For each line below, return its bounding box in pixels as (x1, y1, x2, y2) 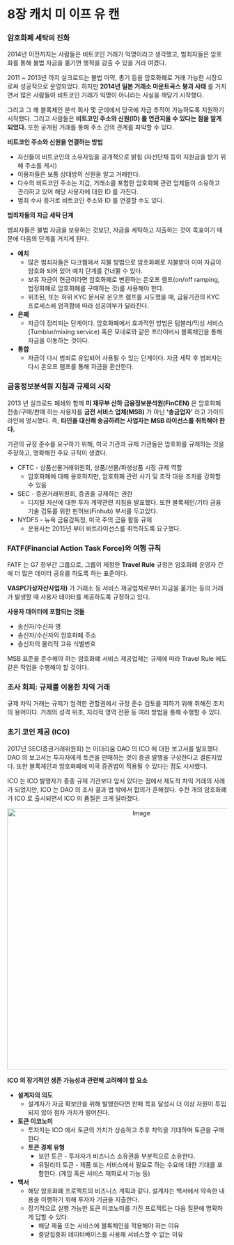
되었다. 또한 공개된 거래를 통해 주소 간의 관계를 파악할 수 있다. (7, 123, 174, 132)
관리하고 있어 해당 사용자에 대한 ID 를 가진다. (17, 187, 139, 196)
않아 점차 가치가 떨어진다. (40, 1108, 110, 1116)
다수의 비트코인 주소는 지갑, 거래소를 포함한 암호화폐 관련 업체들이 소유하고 (17, 179, 221, 187)
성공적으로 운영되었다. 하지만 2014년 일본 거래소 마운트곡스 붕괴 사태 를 (19, 82, 214, 91)
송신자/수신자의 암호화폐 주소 (17, 631, 97, 639)
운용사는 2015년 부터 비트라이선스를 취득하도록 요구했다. (27, 524, 181, 533)
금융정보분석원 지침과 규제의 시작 (7, 382, 111, 391)
